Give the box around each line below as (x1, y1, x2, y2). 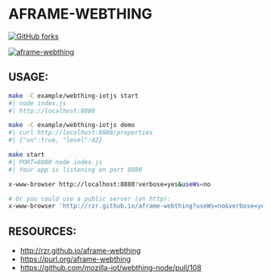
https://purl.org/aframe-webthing (19, 254, 131, 264)
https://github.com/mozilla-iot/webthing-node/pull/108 (19, 263, 202, 273)
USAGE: (8, 70, 49, 84)
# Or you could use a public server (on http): (8, 195, 172, 203)
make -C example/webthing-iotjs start (8, 92, 139, 100)
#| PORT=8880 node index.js (8, 158, 103, 166)
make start (8, 150, 45, 159)
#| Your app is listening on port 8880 (8, 166, 143, 174)
